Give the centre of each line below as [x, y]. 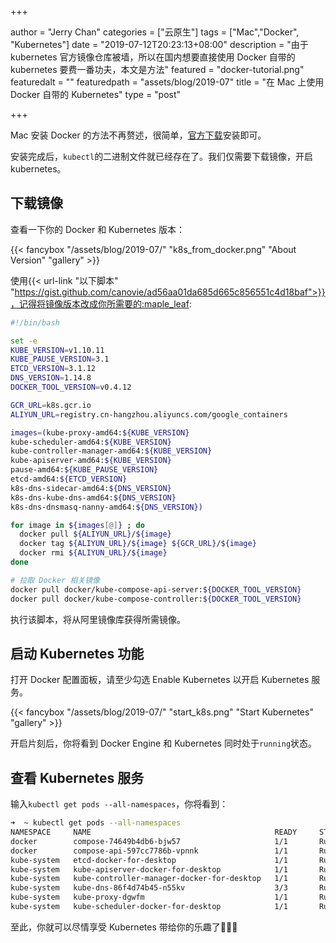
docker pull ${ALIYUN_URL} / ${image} [95, 534]
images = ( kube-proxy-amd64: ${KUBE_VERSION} [100, 432]
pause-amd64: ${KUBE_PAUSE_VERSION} [84, 470]
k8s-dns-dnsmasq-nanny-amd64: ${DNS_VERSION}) [106, 507]
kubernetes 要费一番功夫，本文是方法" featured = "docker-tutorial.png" [157, 69]
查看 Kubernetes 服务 [77, 777]
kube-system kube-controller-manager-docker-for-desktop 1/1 [149, 879]
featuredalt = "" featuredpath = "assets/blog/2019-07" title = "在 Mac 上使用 [167, 82]
